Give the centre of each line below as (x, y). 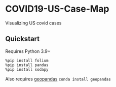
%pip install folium (27, 61)
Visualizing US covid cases (33, 23)
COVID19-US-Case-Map (57, 9)
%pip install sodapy (27, 69)
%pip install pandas (27, 65)
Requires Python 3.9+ (28, 51)
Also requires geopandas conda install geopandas (58, 79)
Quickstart (23, 39)
